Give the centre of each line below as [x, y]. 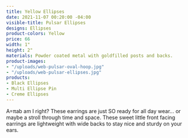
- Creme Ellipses [27, 94]
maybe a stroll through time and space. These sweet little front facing [91, 117]
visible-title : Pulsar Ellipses [46, 23]
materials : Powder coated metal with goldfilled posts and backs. [90, 56]
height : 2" [20, 50]
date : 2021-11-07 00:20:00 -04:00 [49, 17]
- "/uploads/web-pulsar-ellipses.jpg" [54, 72]
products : [18, 78]
